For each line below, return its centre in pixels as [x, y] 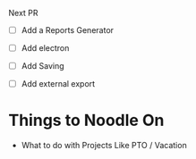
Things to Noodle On [86, 121]
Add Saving [43, 66]
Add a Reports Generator [67, 30]
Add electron [45, 48]
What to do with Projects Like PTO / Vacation [104, 146]
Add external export [58, 84]
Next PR [23, 13]
